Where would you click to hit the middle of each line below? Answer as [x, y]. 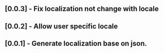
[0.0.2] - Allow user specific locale [61, 26]
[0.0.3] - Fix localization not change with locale [82, 9]
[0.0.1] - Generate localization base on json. [76, 44]
